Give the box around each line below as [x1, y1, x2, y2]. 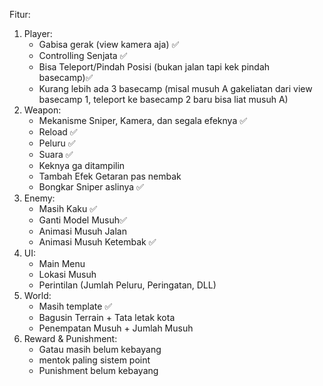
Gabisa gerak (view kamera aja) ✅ [38, 39, 180, 50]
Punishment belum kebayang [38, 365, 159, 376]
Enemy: [23, 192, 56, 204]
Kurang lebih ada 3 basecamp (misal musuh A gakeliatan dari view [38, 83, 313, 94]
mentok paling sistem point [38, 354, 151, 366]
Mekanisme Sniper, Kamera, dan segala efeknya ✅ [38, 115, 248, 126]
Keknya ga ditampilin [38, 160, 126, 171]
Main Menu [38, 258, 86, 269]
